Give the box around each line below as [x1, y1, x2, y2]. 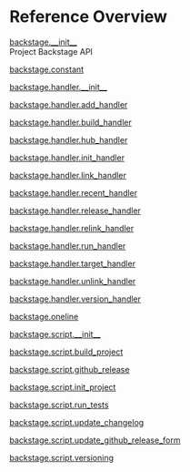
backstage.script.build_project [9, 346, 124, 357]
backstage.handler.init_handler [9, 152, 125, 163]
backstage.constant [9, 64, 85, 75]
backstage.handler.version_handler [9, 293, 142, 304]
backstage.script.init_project [9, 381, 116, 393]
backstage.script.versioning [9, 452, 115, 463]
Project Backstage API [9, 46, 94, 56]
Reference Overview [9, 6, 168, 27]
